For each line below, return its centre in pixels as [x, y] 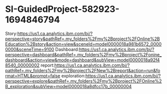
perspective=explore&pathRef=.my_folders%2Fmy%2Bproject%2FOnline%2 [83, 81]
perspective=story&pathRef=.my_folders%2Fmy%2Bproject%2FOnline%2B [83, 39]
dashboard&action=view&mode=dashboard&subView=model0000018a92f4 [83, 60]
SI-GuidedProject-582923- [62, 9]
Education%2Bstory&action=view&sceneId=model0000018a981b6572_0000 [83, 44]
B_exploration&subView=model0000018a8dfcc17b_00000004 [68, 86]
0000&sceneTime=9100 [30, 49]
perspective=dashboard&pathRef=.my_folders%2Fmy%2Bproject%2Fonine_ [83, 54]
